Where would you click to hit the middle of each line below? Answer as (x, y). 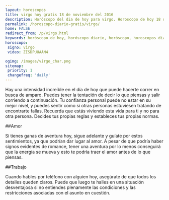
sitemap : (14, 66)
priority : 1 (20, 71)
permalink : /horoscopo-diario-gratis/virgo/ (53, 24)
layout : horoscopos (26, 10)
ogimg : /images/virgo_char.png (38, 61)
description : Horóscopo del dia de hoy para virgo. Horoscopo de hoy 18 (83, 19)
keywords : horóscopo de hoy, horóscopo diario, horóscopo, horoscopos (81, 38)
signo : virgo (21, 47)
